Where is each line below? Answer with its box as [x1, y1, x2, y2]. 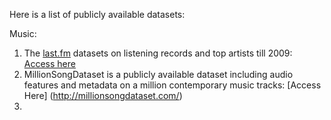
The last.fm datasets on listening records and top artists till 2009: [23, 47, 293, 59]
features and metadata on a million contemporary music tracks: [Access [23, 79, 322, 91]
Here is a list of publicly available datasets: [9, 9, 186, 20]
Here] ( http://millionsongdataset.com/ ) [23, 90, 183, 101]
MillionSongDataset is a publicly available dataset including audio [23, 69, 294, 80]
